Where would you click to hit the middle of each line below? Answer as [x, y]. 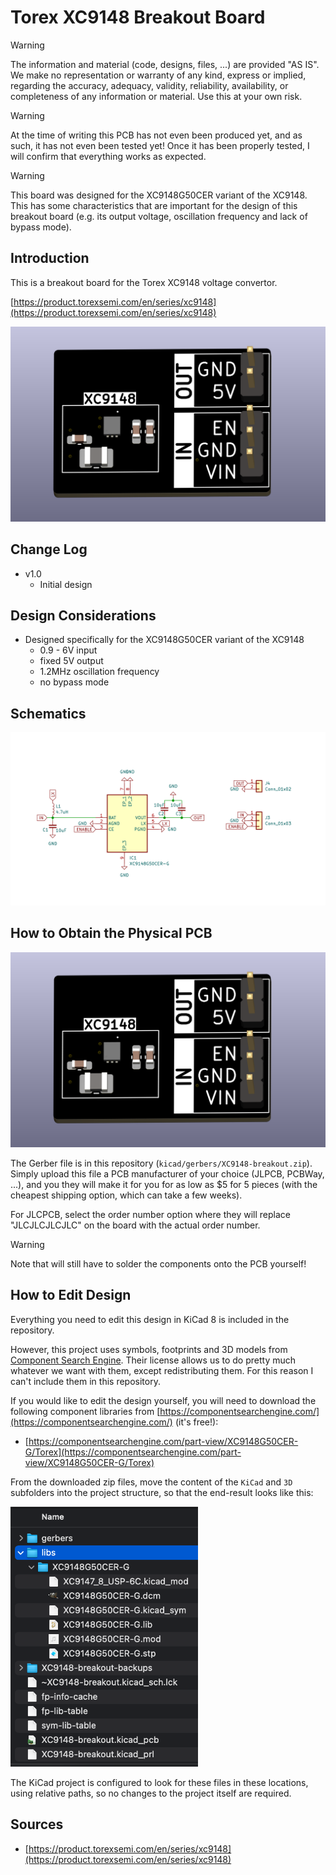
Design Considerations [83, 615]
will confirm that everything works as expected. [108, 156]
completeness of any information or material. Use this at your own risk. [156, 96]
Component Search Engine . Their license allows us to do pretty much [153, 1360]
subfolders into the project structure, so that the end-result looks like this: [162, 1492]
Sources [37, 1824]
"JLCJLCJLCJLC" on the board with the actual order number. [135, 1225]
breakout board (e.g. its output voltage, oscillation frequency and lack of [159, 216]
